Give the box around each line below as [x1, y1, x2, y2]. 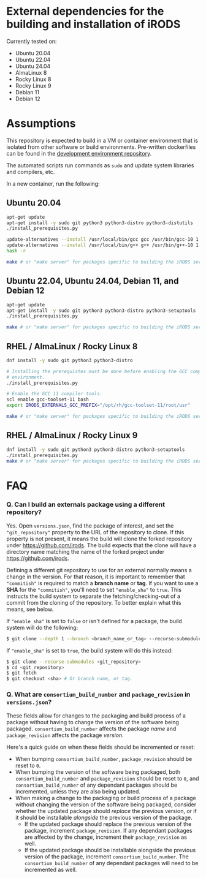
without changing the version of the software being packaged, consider [15, 801, 197, 808]
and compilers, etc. [6, 168, 55, 175]
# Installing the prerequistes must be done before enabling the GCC [6, 368, 188, 374]
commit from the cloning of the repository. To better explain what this [6, 599, 181, 606]
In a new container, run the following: [6, 180, 100, 187]
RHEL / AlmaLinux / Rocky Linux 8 [6, 341, 138, 352]
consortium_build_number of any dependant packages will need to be [24, 859, 199, 866]
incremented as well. [24, 866, 77, 873]
